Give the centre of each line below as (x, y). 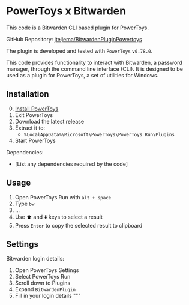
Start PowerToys (35, 140)
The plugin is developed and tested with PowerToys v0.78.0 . (79, 51)
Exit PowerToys (34, 115)
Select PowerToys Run (43, 277)
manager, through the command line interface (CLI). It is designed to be (94, 69)
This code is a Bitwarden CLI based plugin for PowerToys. (77, 28)
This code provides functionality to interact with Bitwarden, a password (94, 62)
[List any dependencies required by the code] (71, 164)
